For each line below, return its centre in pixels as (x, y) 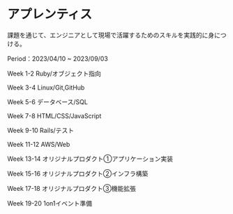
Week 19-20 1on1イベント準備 (50, 203)
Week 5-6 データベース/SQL (48, 101)
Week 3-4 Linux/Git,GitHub (46, 87)
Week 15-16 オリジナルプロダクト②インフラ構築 (78, 173)
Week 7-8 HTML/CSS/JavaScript (54, 115)
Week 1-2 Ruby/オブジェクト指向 (54, 73)
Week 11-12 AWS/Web (39, 144)
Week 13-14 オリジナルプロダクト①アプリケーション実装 (90, 159)
